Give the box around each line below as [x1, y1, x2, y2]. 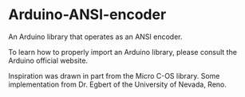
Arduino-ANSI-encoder [8, 6, 167, 24]
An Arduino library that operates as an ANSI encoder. [8, 32, 183, 41]
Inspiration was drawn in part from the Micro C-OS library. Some [8, 71, 220, 80]
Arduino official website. [8, 56, 89, 65]
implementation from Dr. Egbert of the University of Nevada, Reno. [8, 80, 227, 89]
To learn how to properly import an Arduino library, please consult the [8, 47, 238, 56]
